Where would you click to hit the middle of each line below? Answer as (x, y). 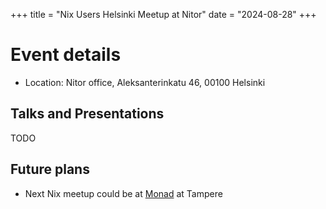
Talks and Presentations (87, 114)
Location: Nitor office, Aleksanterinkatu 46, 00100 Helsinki (145, 82)
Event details (66, 55)
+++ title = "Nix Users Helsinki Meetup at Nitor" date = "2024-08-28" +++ (163, 14)
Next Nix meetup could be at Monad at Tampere (123, 193)
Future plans (50, 169)
